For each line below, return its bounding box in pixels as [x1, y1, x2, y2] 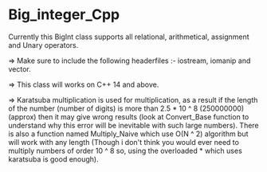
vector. [8, 64, 32, 73]
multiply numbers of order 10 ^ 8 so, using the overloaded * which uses [8, 146, 243, 155]
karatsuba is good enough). [8, 154, 100, 164]
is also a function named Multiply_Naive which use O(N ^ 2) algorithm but [8, 129, 249, 139]
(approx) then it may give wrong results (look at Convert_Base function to [8, 111, 249, 121]
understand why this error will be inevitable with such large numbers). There [8, 120, 259, 130]
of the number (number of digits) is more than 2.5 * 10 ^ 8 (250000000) [8, 104, 245, 113]
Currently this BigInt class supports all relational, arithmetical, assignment [8, 32, 249, 41]
